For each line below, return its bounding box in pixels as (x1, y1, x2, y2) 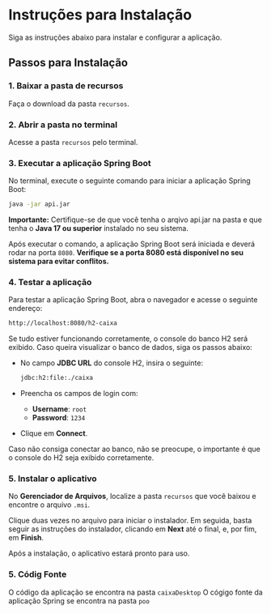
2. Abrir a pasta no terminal (8, 119, 118, 130)
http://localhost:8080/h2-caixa (8, 319, 117, 327)
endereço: (8, 304, 43, 313)
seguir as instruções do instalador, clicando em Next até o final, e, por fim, (8, 524, 257, 534)
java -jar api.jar (8, 200, 70, 208)
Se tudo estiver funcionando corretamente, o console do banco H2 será (8, 334, 248, 343)
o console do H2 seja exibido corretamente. (8, 453, 155, 463)
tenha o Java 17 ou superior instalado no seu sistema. (8, 224, 188, 233)
